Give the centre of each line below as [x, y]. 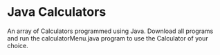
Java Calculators [57, 12]
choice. [18, 45]
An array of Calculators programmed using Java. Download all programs [110, 31]
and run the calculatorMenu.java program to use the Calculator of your [108, 38]
